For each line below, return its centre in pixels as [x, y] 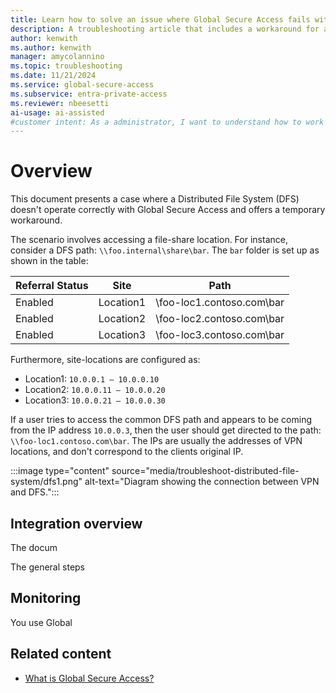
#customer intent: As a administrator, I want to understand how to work [167, 122]
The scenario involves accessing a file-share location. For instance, [149, 240]
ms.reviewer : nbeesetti [60, 103]
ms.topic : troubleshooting [66, 66]
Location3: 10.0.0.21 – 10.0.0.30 [95, 400]
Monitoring [46, 598]
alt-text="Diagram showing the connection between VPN [202, 482]
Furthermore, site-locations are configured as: [105, 360]
